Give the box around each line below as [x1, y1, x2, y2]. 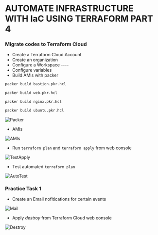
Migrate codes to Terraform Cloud [5, 41, 87, 47]
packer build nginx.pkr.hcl [5, 99, 62, 104]
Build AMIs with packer [12, 72, 58, 78]
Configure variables [12, 67, 52, 73]
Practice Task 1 [5, 185, 41, 192]
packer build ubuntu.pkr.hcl [5, 108, 64, 113]
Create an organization [12, 57, 58, 63]
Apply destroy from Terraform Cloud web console [12, 215, 112, 221]
